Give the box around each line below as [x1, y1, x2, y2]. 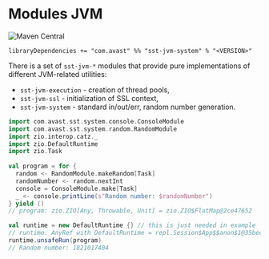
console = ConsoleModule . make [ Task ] [15, 184, 138, 192]
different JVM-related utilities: [8, 69, 107, 79]
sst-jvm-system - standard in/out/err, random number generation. [19, 102, 236, 111]
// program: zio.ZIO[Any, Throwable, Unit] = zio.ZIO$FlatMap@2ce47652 [8, 207, 252, 215]
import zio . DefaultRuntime [8, 140, 98, 148]
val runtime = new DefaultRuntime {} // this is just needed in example [8, 221, 256, 229]
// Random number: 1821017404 [8, 244, 110, 252]
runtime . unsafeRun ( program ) [8, 237, 102, 245]
